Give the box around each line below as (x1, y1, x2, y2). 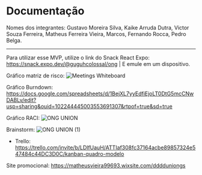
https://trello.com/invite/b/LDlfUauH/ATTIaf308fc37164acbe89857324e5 (14, 144, 196, 151)
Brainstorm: (6, 126, 35, 133)
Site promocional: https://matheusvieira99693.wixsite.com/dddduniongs (6, 162, 186, 169)
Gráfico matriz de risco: (6, 72, 65, 79)
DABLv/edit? (6, 96, 37, 103)
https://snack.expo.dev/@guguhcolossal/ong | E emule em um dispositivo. (6, 60, 191, 67)
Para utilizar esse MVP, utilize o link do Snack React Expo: (6, 54, 150, 61)
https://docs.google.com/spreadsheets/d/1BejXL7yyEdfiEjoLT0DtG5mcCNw (6, 90, 194, 97)
